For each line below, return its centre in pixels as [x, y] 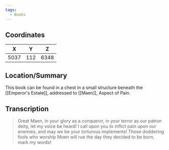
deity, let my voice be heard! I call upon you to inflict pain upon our [87, 126]
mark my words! [34, 142]
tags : [11, 10]
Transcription [27, 109]
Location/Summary [36, 75]
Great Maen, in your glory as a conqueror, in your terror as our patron [90, 121]
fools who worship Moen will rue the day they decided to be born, [86, 137]
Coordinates [25, 35]
